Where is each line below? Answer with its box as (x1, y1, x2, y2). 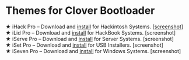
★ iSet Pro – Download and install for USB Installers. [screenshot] (5, 42, 164, 48)
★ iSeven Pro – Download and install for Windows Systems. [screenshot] (5, 47, 181, 54)
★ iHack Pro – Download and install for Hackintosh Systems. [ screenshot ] (5, 23, 184, 30)
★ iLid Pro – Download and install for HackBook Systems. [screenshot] (5, 29, 176, 36)
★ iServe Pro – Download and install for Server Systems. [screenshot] (5, 35, 174, 42)
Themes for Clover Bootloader (5, 4, 155, 17)
